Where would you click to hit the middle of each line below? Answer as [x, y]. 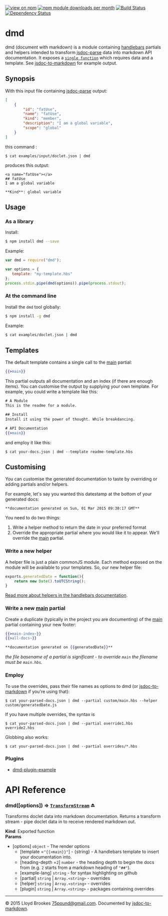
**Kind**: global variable [33, 192]
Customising [25, 467]
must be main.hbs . [24, 662]
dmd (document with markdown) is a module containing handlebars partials [83, 47]
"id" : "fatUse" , [40, 109]
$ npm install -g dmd [28, 316]
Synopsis [20, 79]
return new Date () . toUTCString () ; [50, 581]
